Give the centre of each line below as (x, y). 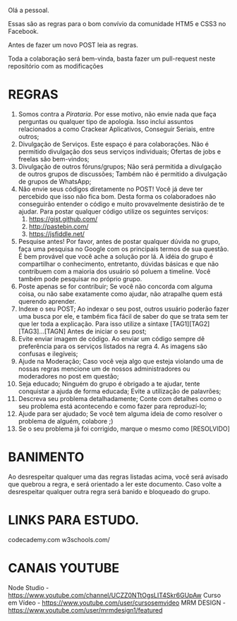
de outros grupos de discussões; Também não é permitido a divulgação (123, 174)
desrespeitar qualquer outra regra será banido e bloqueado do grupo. (109, 491)
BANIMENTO (46, 457)
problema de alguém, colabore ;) (66, 421)
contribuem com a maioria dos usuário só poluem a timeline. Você (114, 271)
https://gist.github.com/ (63, 219)
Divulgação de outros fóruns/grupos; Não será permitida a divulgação (120, 166)
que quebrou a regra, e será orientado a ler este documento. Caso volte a (115, 484)
